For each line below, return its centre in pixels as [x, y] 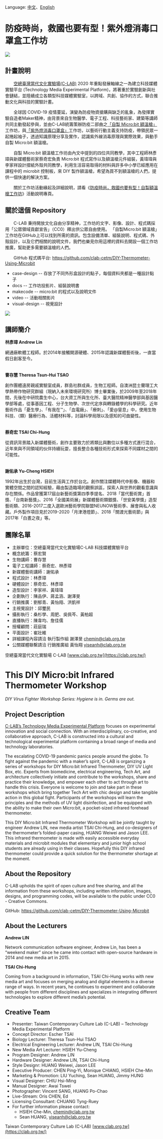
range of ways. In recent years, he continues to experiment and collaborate [80, 987]
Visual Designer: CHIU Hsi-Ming [44, 1081]
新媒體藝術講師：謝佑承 [35, 572]
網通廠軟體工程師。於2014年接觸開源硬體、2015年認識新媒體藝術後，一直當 [81, 352]
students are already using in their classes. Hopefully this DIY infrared [75, 848]
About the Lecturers [36, 926]
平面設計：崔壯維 [29, 633]
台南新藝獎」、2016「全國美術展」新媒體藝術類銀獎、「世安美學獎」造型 [86, 500]
